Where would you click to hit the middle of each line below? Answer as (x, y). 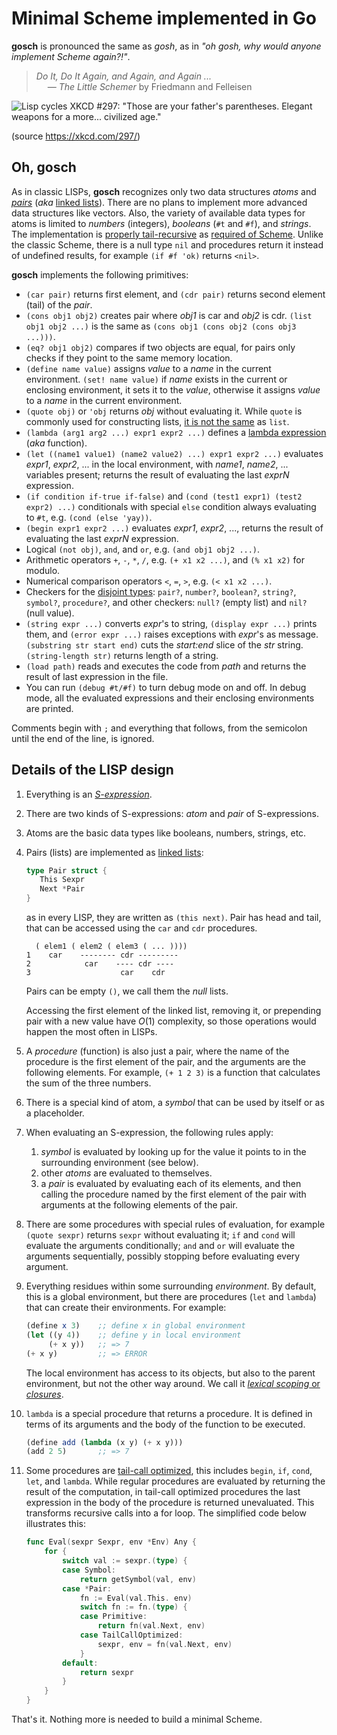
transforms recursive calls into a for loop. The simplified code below (166, 1513)
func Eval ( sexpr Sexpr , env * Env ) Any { (111, 1542)
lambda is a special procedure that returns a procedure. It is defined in (169, 1413)
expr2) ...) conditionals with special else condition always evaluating (171, 506)
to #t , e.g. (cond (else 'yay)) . (89, 517)
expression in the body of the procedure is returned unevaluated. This (170, 1503)
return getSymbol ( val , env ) (138, 1579)
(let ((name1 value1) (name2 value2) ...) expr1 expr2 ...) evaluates (174, 453)
